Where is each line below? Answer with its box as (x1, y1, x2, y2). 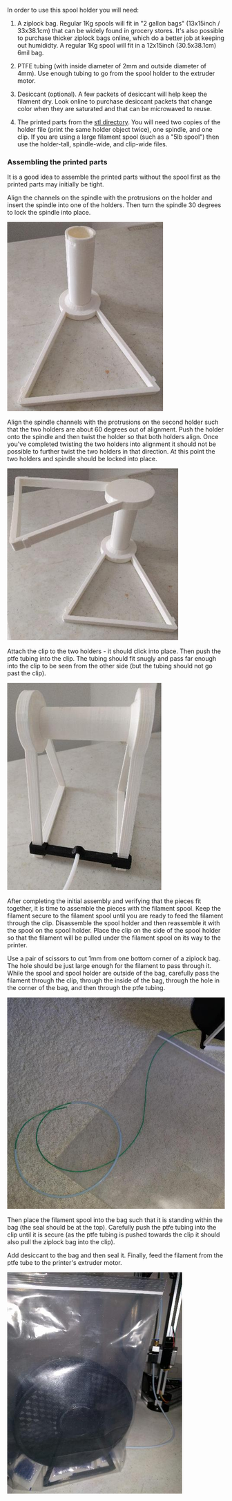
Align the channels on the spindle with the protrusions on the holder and (7, 193, 213, 202)
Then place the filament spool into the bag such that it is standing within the (7, 1215, 223, 1224)
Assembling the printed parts (7, 157, 108, 166)
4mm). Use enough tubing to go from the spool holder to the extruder (17, 69, 215, 77)
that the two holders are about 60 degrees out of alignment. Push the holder (7, 425, 224, 434)
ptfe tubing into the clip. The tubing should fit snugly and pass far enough (7, 655, 217, 663)
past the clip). (7, 669, 46, 677)
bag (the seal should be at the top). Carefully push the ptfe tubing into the (7, 1223, 217, 1231)
